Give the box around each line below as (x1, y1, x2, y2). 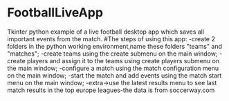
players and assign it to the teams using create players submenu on (26, 56, 220, 65)
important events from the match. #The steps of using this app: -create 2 (7, 34, 216, 43)
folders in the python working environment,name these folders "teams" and (7, 42, 223, 50)
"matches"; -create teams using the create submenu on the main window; (7, 49, 218, 58)
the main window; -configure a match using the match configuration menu (7, 64, 219, 72)
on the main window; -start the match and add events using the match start (7, 71, 222, 80)
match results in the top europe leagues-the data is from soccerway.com (7, 86, 215, 94)
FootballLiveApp (7, 5, 104, 21)
